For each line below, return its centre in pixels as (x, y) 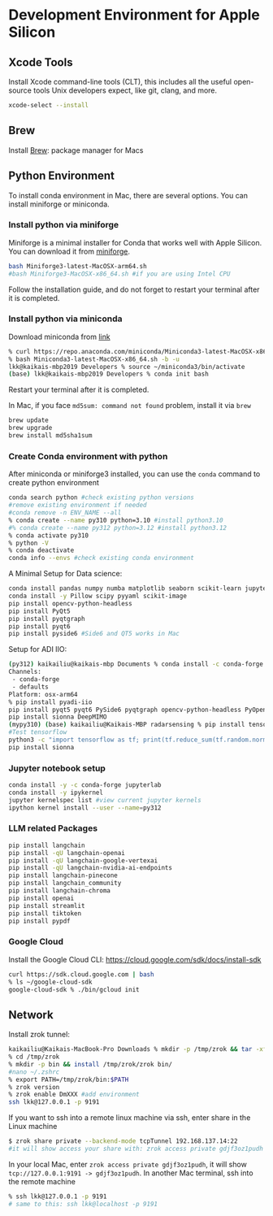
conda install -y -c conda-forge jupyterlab (85, 785)
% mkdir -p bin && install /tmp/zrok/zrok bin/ (91, 1064)
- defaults (30, 687)
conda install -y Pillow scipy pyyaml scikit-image (97, 596)
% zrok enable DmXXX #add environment (74, 1095)
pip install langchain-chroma (60, 891)
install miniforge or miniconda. (59, 204)
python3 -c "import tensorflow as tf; (74, 740)
